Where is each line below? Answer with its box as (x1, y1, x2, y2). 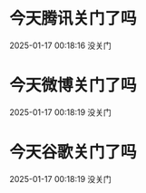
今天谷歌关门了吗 (9, 142, 138, 163)
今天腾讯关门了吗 (9, 8, 138, 29)
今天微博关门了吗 (9, 75, 138, 96)
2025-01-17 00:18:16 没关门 (9, 40, 112, 51)
